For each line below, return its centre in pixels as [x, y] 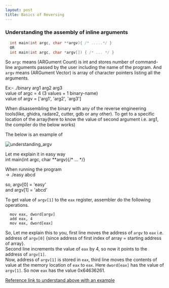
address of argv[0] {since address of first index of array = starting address [83, 238]
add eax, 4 [21, 219]
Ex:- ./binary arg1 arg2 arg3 [34, 88]
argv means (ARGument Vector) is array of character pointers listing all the [83, 73]
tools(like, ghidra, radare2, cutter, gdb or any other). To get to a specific [80, 114]
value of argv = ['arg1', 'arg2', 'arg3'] [43, 99]
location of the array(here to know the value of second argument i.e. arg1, [82, 119]
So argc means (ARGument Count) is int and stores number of [70, 62]
